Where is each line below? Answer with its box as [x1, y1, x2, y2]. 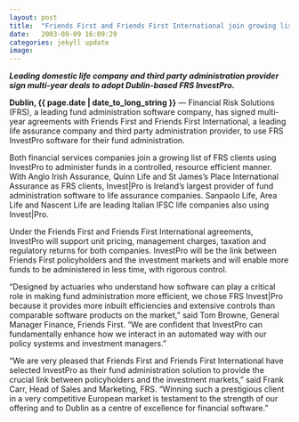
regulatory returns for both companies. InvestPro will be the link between [9, 246, 278, 256]
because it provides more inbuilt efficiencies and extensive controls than [9, 300, 276, 312]
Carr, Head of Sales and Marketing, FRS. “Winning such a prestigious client [9, 384, 285, 394]
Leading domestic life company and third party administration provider [9, 70, 279, 81]
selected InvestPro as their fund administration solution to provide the [9, 365, 265, 376]
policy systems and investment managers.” [9, 338, 167, 349]
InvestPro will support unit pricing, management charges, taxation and [9, 236, 267, 247]
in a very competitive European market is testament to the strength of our [9, 394, 279, 404]
